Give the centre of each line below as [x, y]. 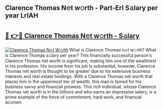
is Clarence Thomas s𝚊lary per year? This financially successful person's [79, 55]
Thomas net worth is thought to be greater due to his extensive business [78, 71]
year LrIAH [22, 16]
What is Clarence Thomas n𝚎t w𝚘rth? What [113, 50]
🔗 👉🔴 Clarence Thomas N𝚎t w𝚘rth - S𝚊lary [72, 36]
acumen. [14, 102]
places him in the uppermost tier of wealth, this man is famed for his [73, 82]
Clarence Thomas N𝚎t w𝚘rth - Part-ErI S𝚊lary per [81, 8]
